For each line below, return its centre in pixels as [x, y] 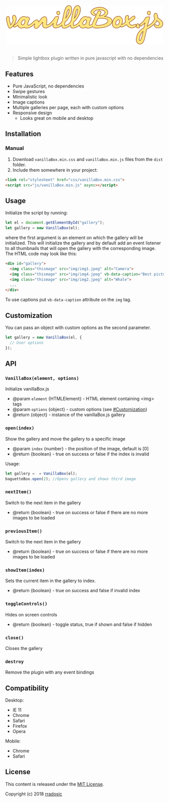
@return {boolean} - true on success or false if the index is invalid [81, 454]
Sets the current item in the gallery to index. [51, 581]
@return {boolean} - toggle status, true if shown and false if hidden [82, 624]
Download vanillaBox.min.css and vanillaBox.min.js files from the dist [88, 159]
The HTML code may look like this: [41, 254]
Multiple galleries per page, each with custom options [68, 107]
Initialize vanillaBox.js [27, 389]
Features [19, 74]
